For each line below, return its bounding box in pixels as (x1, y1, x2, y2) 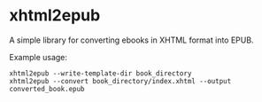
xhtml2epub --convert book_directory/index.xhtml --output (9, 76, 232, 85)
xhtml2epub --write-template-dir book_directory (9, 68, 192, 78)
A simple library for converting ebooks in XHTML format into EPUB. (9, 35, 254, 45)
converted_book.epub (9, 84, 86, 93)
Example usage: (9, 51, 68, 62)
